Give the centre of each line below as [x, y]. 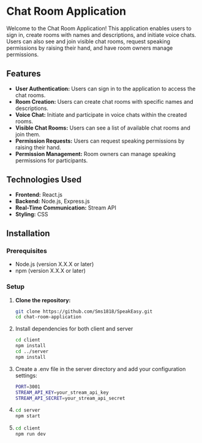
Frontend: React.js [39, 194]
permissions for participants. [51, 160]
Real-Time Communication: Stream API [65, 208]
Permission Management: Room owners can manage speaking [95, 154]
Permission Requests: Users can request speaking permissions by [100, 141]
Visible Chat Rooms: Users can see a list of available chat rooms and [103, 128]
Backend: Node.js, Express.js [52, 201]
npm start [28, 416]
